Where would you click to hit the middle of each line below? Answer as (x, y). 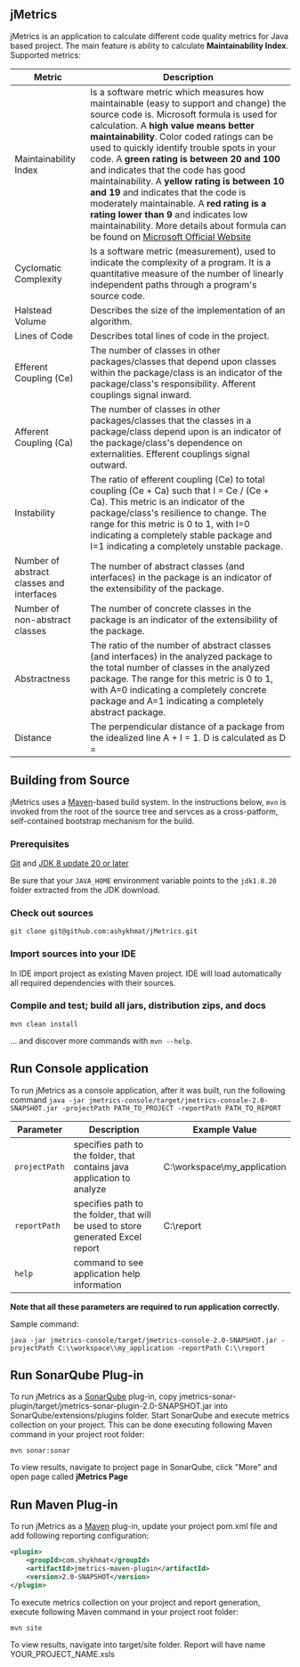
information (97, 1284)
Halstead (33, 310)
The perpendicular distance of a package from (187, 727)
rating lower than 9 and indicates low (169, 215)
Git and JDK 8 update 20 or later (69, 863)
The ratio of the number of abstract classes (180, 645)
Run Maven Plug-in (64, 1504)
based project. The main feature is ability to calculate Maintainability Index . (149, 45)
